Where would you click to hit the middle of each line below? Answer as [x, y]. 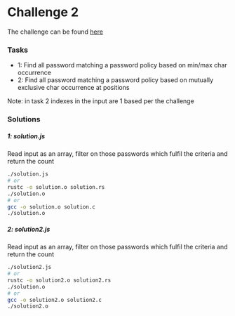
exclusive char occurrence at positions [73, 88]
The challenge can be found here [55, 32]
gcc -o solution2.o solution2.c [54, 300]
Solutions [24, 119]
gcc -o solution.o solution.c [52, 207]
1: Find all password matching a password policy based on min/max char [122, 65]
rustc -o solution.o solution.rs [56, 187]
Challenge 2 [43, 12]
